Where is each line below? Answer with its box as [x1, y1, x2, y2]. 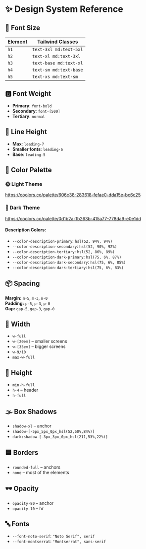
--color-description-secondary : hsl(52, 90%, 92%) [12, 243, 117, 249]
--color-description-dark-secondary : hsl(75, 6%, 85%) [12, 259, 126, 265]
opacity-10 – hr [12, 505, 44, 511]
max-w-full [12, 355, 35, 360]
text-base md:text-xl [32, 61, 83, 66]
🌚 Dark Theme [5, 205, 40, 211]
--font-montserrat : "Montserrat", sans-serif [12, 538, 106, 544]
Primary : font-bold [12, 103, 52, 109]
